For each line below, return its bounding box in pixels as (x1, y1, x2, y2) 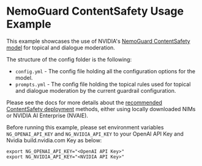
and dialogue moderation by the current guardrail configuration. (15, 87, 176, 94)
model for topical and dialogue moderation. (6, 44, 115, 51)
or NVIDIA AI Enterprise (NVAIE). (6, 112, 89, 119)
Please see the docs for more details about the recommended (6, 99, 162, 106)
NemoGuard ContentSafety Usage (6, 4, 184, 18)
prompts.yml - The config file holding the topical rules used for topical (15, 81, 191, 88)
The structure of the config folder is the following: (6, 56, 132, 63)
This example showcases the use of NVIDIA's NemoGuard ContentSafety (6, 37, 191, 45)
